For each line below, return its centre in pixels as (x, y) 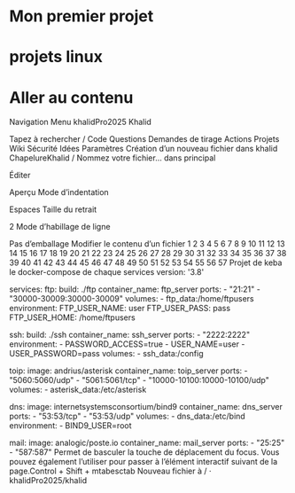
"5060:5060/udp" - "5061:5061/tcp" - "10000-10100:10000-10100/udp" (140, 380)
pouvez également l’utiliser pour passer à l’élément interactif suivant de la (144, 462)
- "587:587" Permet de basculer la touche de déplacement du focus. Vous (144, 452)
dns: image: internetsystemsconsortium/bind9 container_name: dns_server (146, 407)
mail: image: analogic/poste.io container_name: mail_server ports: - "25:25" (147, 443)
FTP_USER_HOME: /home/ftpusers (72, 317)
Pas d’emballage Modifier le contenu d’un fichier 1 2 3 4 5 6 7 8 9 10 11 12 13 (147, 244)
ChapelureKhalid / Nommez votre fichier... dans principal (113, 158)
